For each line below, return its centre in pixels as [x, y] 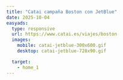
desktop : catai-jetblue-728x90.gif [62, 51]
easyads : [17, 23]
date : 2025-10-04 [28, 17]
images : [21, 40]
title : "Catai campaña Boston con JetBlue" [62, 12]
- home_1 [28, 67]
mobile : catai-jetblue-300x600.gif [62, 46]
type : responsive [33, 29]
